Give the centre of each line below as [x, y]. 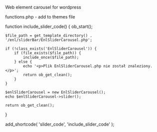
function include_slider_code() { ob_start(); [49, 26]
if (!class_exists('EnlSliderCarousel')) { [51, 49]
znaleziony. [140, 66]
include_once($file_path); [51, 57]
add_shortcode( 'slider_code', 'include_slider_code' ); [60, 124]
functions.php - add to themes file [40, 17]
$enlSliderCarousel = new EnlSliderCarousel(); [56, 92]
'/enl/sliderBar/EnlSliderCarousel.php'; [49, 40]
